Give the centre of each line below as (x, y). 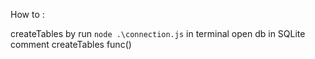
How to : (27, 14)
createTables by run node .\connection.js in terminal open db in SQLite (158, 33)
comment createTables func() (71, 44)
